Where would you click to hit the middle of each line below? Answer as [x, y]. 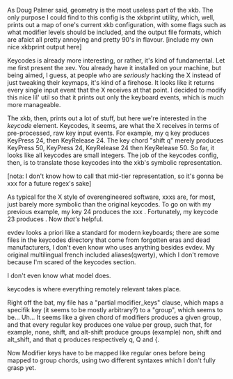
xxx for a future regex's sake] [49, 183]
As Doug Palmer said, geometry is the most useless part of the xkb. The [110, 10]
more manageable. [34, 105]
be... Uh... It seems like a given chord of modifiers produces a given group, [114, 317]
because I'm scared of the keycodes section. [72, 262]
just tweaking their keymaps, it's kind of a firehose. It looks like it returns [111, 82]
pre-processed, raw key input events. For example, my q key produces [109, 133]
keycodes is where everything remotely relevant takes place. [94, 289]
